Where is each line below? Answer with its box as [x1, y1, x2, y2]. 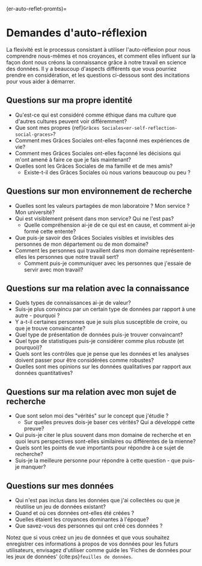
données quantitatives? [14, 370, 73, 377]
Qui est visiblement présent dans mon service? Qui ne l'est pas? [14, 215, 174, 222]
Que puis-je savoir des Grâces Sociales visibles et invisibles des [14, 234, 174, 241]
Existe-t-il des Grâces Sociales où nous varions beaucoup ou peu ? [23, 168, 191, 176]
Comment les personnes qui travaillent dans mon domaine [14, 246, 159, 254]
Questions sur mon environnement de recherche [6, 186, 192, 196]
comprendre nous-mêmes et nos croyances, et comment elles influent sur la [6, 52, 196, 59]
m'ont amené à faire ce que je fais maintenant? [14, 156, 131, 163]
